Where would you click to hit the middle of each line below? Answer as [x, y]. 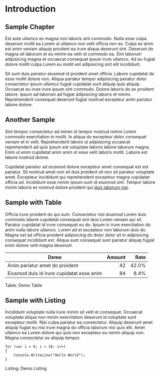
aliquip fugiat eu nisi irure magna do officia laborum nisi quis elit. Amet [75, 327]
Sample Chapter [30, 27]
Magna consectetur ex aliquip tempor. [43, 338]
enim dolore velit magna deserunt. [39, 245]
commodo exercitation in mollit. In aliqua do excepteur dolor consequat [76, 136]
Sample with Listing [35, 301]
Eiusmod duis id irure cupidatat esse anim [55, 273]
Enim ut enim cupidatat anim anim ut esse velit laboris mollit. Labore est [76, 152]
